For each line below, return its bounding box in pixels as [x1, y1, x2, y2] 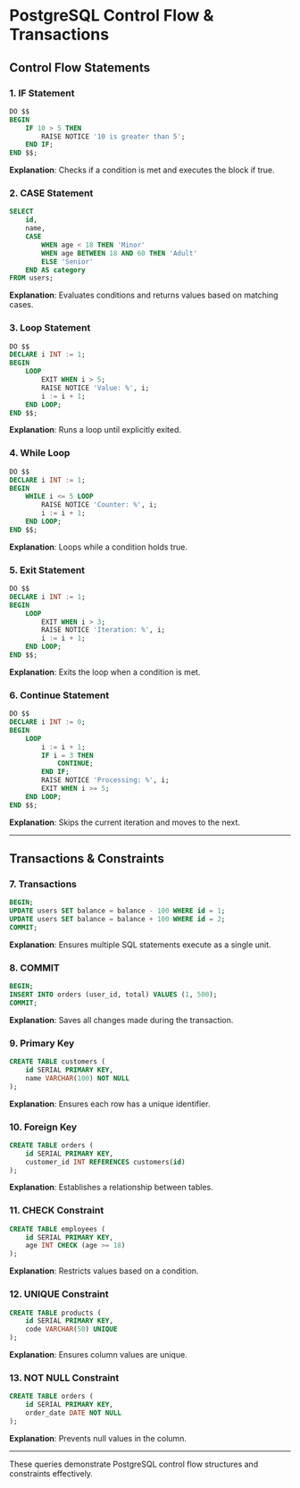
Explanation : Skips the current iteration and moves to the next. [9, 817, 241, 828]
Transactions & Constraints [9, 851, 165, 867]
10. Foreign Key [9, 1121, 78, 1133]
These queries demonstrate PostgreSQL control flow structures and [9, 1459, 259, 1469]
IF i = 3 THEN [41, 751, 94, 760]
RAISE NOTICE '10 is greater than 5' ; [41, 131, 186, 141]
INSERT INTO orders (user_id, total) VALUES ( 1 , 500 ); [9, 990, 218, 999]
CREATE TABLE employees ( [9, 1224, 105, 1233]
